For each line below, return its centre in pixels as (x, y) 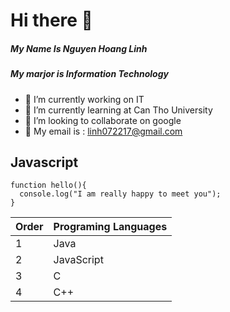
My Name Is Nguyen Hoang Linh (79, 48)
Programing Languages (110, 227)
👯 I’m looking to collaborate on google (103, 120)
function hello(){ (48, 185)
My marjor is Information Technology (89, 74)
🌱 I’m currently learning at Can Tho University (118, 110)
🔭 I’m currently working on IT (84, 99)
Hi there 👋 (51, 20)
